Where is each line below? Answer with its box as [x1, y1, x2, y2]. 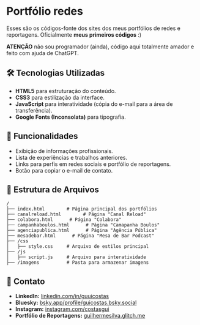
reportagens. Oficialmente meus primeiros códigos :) [6, 31, 142, 38]
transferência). [15, 106, 53, 114]
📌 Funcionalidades [6, 131, 78, 141]
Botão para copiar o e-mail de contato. [15, 166, 113, 174]
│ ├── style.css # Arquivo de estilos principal [6, 244, 149, 250]
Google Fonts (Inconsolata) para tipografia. [15, 113, 127, 121]
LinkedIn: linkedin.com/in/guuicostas [15, 293, 109, 300]
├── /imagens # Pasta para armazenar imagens [6, 260, 149, 266]
